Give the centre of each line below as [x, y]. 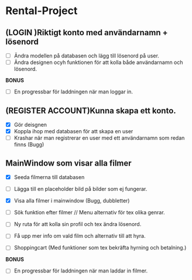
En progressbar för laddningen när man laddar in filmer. [80, 271]
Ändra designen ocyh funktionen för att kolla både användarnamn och [98, 62]
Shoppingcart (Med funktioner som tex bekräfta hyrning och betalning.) [100, 248]
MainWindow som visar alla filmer [69, 163]
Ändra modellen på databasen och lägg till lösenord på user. [86, 56]
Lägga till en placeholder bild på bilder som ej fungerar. [80, 189]
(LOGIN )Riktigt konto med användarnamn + [87, 33]
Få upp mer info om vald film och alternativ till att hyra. [80, 236]
